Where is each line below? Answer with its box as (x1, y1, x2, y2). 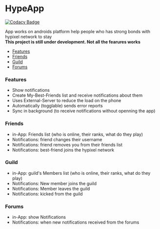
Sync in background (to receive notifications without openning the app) (12, 108, 156, 114)
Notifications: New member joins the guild (12, 180, 97, 186)
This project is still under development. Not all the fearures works (5, 39, 140, 44)
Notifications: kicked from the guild (12, 191, 83, 197)
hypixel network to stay (5, 34, 52, 40)
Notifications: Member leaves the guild (12, 186, 90, 191)
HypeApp (5, 3, 44, 14)
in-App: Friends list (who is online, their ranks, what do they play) (12, 131, 143, 137)
